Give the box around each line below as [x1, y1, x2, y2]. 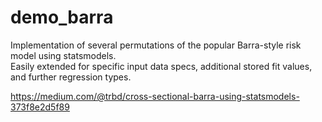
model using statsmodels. [10, 49, 117, 61]
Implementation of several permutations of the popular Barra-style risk [10, 39, 302, 51]
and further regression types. [10, 71, 132, 83]
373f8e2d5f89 [10, 101, 70, 113]
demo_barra [10, 6, 114, 29]
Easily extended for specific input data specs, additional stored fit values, [10, 60, 313, 72]
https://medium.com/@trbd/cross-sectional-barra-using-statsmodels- [10, 90, 300, 102]
